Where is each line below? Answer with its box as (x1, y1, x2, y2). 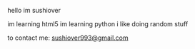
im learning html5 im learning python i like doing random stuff (7, 20, 189, 28)
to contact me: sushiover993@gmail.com (7, 33, 129, 42)
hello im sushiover (7, 6, 61, 14)
